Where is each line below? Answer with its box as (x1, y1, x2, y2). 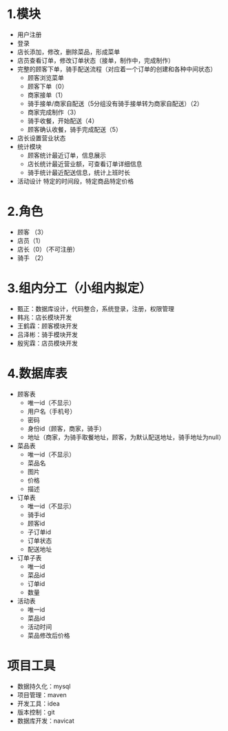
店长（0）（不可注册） (17, 245, 79, 253)
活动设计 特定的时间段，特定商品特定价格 (17, 177, 134, 185)
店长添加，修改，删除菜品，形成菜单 (17, 48, 121, 56)
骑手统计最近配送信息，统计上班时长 (27, 168, 131, 177)
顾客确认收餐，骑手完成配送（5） (27, 125, 122, 133)
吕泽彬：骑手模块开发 (17, 330, 78, 339)
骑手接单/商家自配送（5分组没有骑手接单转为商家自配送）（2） (27, 99, 203, 108)
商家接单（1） (27, 90, 67, 99)
